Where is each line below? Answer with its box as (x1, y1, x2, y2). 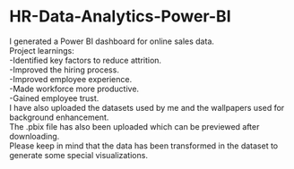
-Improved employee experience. (9, 73, 133, 84)
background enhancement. (9, 112, 109, 123)
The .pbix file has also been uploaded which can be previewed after (9, 121, 260, 131)
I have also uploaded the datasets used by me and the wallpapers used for (9, 102, 285, 113)
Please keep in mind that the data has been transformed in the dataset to (9, 140, 279, 151)
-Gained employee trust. (9, 92, 99, 104)
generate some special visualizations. (9, 149, 148, 160)
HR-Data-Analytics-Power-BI (9, 6, 231, 27)
